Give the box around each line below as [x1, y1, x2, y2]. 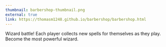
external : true [5, 12, 38, 17]
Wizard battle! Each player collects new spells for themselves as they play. [5, 31, 161, 37]
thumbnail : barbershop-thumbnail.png [5, 7, 85, 13]
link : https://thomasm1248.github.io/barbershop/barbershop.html [5, 17, 146, 22]
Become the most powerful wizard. [5, 36, 79, 42]
